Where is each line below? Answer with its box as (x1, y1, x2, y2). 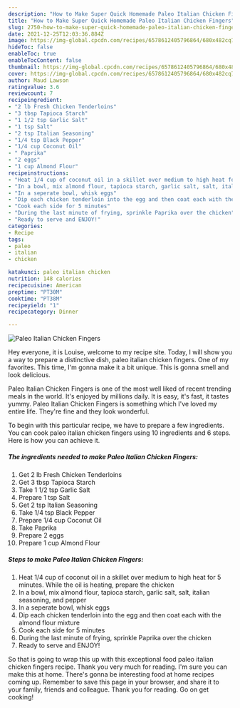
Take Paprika (18, 523, 57, 532)
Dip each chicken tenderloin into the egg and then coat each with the (18, 611, 221, 620)
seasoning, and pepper (18, 596, 87, 605)
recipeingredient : (8, 97, 63, 104)
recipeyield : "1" (8, 302, 60, 309)
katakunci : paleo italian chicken (8, 269, 111, 276)
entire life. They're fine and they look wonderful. (8, 407, 150, 416)
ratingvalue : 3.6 (8, 83, 60, 91)
